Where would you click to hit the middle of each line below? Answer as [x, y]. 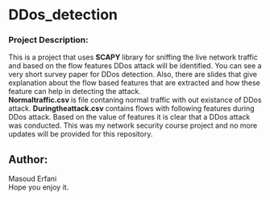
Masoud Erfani [33, 179]
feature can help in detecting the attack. [75, 92]
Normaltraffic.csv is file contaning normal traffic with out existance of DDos [135, 100]
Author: [28, 159]
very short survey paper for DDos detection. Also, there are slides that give [133, 75]
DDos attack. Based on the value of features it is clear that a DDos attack [129, 117]
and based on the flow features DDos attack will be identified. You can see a [135, 66]
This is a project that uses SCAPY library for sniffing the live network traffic [133, 57]
